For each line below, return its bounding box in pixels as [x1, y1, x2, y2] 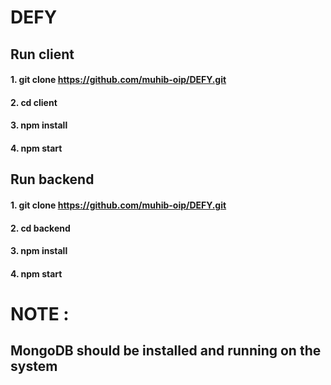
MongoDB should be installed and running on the [10, 342, 322, 360]
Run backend [10, 171, 95, 188]
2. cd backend [10, 222, 71, 234]
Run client [10, 46, 75, 63]
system [10, 358, 58, 375]
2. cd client [10, 96, 58, 108]
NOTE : [10, 302, 70, 325]
